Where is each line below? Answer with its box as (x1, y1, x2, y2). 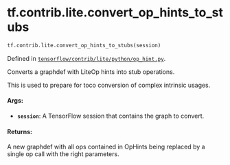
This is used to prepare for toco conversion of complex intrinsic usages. (7, 81, 211, 89)
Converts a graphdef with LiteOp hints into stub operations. (7, 67, 175, 76)
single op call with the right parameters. (7, 150, 119, 158)
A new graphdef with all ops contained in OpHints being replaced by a (7, 142, 205, 151)
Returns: (7, 127, 33, 136)
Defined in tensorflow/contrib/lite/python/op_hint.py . (7, 54, 166, 62)
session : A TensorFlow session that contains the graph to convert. (16, 112, 205, 120)
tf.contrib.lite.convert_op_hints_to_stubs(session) (7, 42, 161, 49)
